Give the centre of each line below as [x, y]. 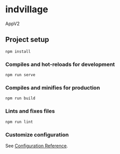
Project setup [27, 40]
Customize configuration [37, 135]
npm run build [21, 98]
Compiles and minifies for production [53, 87]
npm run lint [19, 122]
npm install [18, 51]
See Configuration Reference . [37, 146]
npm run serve [21, 75]
